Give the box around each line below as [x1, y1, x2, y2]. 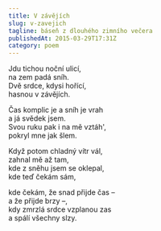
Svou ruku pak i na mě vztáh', [8, 122, 107, 132]
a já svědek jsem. [8, 113, 66, 123]
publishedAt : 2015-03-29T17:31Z [8, 34, 117, 43]
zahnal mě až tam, [8, 155, 70, 165]
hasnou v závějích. [8, 89, 71, 99]
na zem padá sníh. [8, 72, 70, 82]
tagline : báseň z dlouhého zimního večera [8, 27, 153, 35]
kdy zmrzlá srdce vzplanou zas [8, 204, 112, 214]
